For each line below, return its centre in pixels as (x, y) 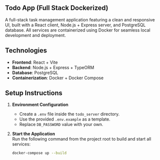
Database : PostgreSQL (35, 72)
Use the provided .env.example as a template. (65, 119)
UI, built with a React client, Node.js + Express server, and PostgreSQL (75, 25)
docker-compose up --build (39, 153)
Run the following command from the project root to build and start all (81, 139)
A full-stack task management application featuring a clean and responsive (80, 19)
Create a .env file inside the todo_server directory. (69, 114)
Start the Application (33, 134)
